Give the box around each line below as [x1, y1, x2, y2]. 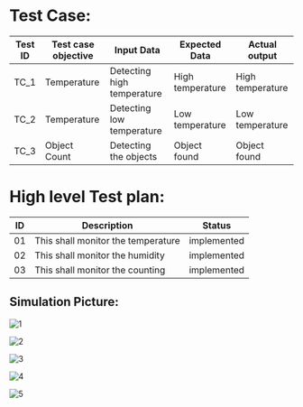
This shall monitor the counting [34, 264, 166, 276]
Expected [179, 38, 222, 51]
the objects [109, 150, 158, 162]
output [247, 49, 278, 61]
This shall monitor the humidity [34, 249, 165, 262]
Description [81, 218, 133, 231]
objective [52, 49, 94, 61]
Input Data [114, 43, 161, 56]
